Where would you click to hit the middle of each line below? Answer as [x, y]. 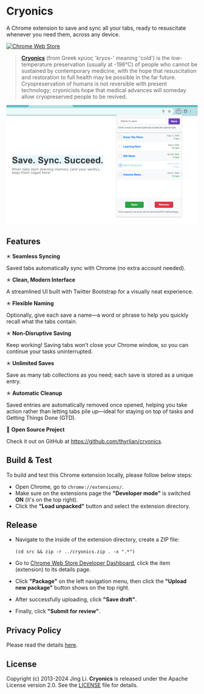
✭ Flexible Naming [30, 303]
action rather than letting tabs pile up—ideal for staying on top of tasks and [100, 411]
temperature [37, 64]
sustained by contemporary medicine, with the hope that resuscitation [109, 70]
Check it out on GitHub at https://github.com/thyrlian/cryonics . [84, 441]
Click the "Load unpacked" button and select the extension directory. [102, 506]
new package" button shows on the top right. [72, 588]
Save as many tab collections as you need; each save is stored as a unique [100, 375]
